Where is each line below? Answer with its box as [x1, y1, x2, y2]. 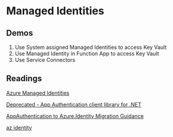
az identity [6, 124, 32, 131]
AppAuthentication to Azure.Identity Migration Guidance [6, 112, 144, 120]
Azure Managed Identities [6, 89, 70, 96]
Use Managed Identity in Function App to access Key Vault [14, 50, 159, 57]
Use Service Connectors [14, 57, 76, 63]
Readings [6, 73, 42, 84]
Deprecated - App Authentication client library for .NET [6, 101, 141, 108]
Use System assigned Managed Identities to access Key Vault [14, 43, 167, 51]
